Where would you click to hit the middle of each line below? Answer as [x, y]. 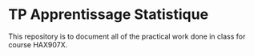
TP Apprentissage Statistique [109, 15]
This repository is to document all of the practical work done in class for [127, 36]
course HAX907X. [38, 44]
